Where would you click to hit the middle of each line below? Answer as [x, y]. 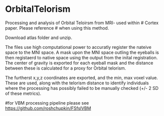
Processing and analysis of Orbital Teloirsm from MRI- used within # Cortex [82, 23]
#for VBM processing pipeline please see [47, 103]
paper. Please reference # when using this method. [57, 28]
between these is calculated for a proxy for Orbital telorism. [66, 68]
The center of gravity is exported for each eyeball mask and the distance [79, 63]
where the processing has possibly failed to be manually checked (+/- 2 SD [82, 88]
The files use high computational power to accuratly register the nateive [78, 47]
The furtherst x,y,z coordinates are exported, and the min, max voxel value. [82, 77]
